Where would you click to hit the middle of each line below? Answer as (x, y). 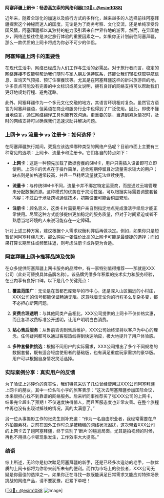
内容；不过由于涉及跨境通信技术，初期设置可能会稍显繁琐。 (72, 198)
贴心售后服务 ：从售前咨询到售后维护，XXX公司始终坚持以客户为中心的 (83, 330)
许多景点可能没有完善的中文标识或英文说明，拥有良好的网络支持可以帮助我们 (82, 86)
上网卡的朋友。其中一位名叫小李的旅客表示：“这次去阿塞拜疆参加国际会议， (81, 390)
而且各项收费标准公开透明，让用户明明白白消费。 (61, 319)
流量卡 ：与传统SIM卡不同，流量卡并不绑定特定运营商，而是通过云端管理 (84, 186)
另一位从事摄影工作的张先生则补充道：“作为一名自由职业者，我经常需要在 (79, 419)
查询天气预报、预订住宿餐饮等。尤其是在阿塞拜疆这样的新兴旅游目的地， (86, 80)
